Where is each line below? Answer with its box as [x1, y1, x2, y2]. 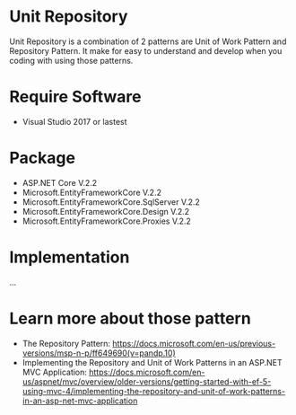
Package [9, 148, 76, 168]
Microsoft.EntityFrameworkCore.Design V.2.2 [22, 206, 190, 216]
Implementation [9, 247, 130, 267]
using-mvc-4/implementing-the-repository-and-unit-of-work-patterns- [22, 385, 285, 396]
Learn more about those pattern [9, 308, 251, 329]
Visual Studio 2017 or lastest [22, 116, 127, 127]
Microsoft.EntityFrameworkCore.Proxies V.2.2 [22, 216, 191, 226]
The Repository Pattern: [22, 338, 110, 349]
